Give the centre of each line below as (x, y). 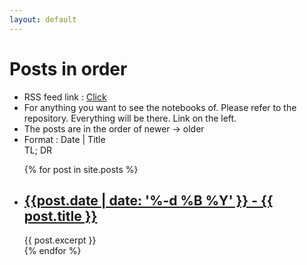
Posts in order (68, 68)
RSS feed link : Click (65, 97)
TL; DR (38, 150)
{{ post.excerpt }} (60, 240)
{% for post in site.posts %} (81, 169)
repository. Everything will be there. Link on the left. (130, 118)
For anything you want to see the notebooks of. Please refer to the (160, 107)
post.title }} (60, 216)
